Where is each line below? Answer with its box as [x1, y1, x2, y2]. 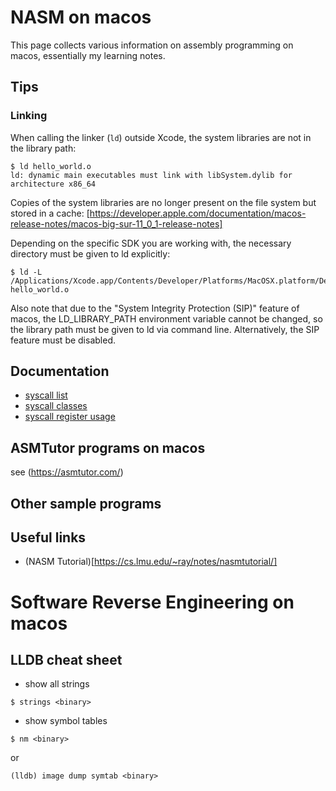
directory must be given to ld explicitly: [10, 247, 171, 260]
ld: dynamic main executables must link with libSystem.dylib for [10, 170, 293, 180]
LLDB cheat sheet [10, 652, 123, 669]
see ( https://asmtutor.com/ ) [10, 466, 124, 478]
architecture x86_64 [10, 179, 97, 189]
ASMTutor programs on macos [10, 439, 206, 456]
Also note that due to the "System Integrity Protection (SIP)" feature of [10, 302, 300, 314]
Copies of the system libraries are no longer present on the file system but [10, 196, 317, 208]
